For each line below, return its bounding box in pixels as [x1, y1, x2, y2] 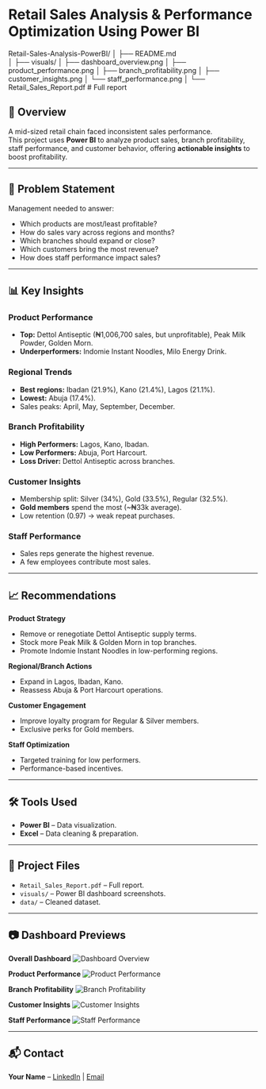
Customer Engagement [8, 701, 86, 710]
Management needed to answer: [8, 203, 115, 213]
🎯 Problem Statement [8, 183, 116, 196]
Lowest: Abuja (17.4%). [19, 393, 97, 403]
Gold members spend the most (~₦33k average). [19, 503, 182, 512]
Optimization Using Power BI [8, 22, 200, 41]
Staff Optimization [8, 740, 70, 750]
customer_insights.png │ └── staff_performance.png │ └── [8, 74, 206, 83]
